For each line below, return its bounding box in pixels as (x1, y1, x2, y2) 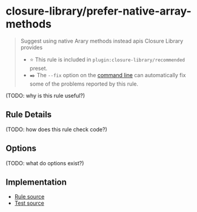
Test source (14, 199, 45, 207)
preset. (29, 64, 48, 72)
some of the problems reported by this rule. (29, 80, 139, 87)
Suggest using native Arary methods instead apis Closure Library (20, 37, 184, 44)
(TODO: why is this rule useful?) (5, 92, 85, 99)
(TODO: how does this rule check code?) (5, 126, 107, 133)
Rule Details (5, 109, 52, 120)
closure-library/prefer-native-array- (5, 4, 192, 18)
